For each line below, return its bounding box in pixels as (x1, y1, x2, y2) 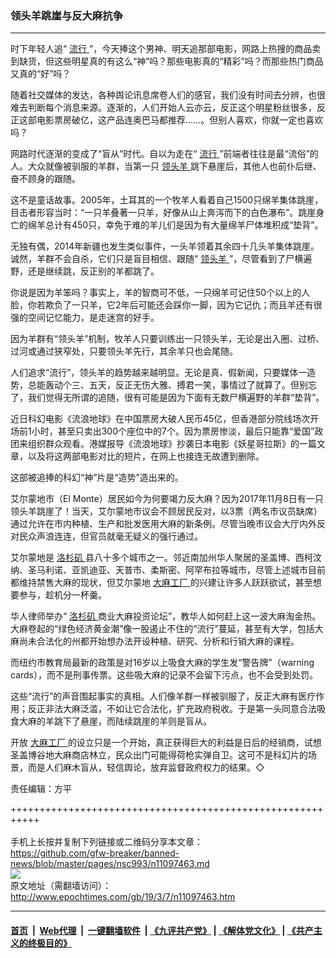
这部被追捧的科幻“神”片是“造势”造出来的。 (10, 472, 184, 484)
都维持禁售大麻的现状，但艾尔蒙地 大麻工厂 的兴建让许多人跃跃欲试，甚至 (10, 577, 313, 589)
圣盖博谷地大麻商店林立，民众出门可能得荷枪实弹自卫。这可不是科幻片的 (10, 749, 308, 761)
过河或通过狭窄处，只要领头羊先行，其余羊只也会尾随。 (10, 345, 238, 357)
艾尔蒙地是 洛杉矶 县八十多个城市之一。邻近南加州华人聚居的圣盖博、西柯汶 (10, 552, 322, 564)
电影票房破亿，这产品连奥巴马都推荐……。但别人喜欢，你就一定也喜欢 (36, 114, 324, 126)
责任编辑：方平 (10, 783, 72, 795)
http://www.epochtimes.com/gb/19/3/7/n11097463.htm (10, 891, 236, 903)
